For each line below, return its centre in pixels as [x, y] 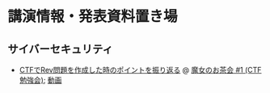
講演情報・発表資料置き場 [93, 17]
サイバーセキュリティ [61, 49]
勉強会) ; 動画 [40, 80]
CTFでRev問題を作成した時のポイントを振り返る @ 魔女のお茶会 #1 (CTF [140, 70]
